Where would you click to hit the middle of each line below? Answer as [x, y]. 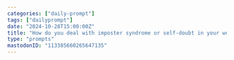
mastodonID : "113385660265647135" [57, 46]
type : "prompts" [31, 39]
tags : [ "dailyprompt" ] [40, 20]
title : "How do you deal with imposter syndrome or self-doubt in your [113, 33]
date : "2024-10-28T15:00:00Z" [51, 26]
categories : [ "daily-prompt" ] [51, 13]
